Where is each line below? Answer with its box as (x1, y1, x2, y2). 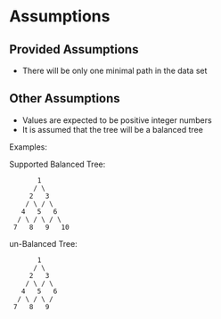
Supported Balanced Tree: (9, 159, 106, 169)
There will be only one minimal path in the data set (21, 65, 208, 76)
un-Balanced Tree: (9, 238, 78, 249)
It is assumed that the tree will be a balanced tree (21, 124, 203, 135)
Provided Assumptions (9, 42, 139, 57)
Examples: (9, 141, 47, 152)
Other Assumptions (9, 91, 120, 106)
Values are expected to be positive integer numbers (21, 114, 212, 126)
